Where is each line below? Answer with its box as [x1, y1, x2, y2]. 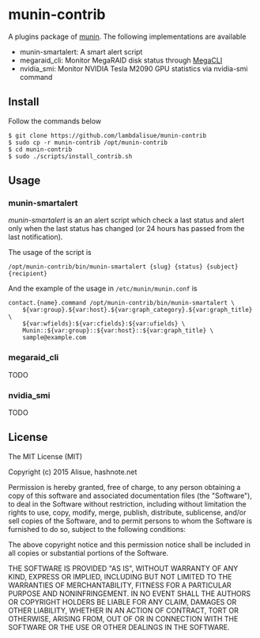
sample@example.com [22, 334, 87, 342]
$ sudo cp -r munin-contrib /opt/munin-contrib [8, 139, 168, 146]
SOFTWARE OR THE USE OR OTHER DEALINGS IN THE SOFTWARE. [8, 622, 230, 632]
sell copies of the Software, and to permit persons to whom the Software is [8, 516, 253, 526]
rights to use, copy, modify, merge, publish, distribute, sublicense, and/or [8, 507, 247, 517]
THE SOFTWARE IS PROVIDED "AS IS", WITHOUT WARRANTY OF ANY [8, 564, 239, 573]
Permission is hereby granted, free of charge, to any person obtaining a [8, 482, 241, 492]
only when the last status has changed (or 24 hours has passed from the [8, 224, 245, 234]
